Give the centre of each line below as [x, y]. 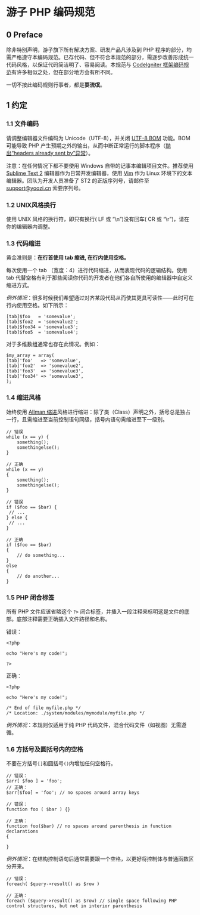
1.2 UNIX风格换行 [31, 205]
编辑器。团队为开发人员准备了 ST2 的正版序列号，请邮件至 [78, 180]
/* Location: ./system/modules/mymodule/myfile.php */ [76, 713]
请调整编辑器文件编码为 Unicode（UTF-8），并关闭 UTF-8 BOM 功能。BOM [98, 138]
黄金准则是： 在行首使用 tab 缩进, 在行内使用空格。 [68, 258]
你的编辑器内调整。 [30, 226]
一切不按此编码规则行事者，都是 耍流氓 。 [56, 85]
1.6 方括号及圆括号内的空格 [45, 749]
